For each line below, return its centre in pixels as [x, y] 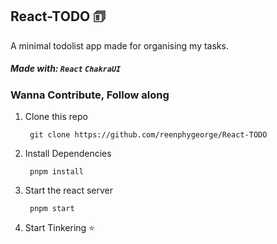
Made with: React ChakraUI [66, 69]
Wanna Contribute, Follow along [90, 95]
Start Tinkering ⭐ [59, 228]
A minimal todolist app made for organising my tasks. [119, 45]
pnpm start [52, 209]
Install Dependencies [68, 154]
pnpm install [56, 172]
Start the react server [69, 190]
